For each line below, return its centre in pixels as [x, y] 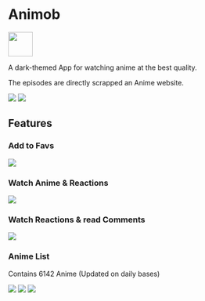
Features [30, 123]
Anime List [29, 256]
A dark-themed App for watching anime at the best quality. [102, 67]
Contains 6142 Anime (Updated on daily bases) [84, 274]
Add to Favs [31, 146]
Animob [34, 15]
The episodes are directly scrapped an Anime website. [96, 82]
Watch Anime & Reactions [58, 183]
